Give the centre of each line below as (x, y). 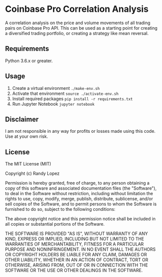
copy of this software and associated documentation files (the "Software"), (81, 188)
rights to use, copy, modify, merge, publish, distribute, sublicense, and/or (79, 199)
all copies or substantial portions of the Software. (55, 224)
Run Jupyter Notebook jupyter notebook (53, 104)
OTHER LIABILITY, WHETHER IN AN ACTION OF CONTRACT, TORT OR (77, 260)
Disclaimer (22, 119)
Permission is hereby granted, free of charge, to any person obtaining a (77, 183)
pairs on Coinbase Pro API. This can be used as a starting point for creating (81, 28)
